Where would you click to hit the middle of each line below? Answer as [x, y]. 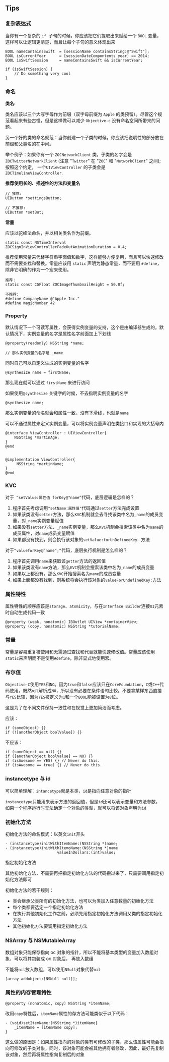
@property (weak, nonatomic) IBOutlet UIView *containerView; [72, 622]
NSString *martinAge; [37, 438]
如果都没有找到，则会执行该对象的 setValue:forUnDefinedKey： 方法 [81, 539]
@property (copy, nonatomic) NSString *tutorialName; [63, 626]
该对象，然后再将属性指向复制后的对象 [45, 1054]
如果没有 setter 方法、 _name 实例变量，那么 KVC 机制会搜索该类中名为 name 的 [88, 527]
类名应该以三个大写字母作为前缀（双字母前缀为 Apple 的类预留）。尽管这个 [81, 114]
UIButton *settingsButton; [33, 198]
